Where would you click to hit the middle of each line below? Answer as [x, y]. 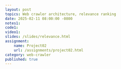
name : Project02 [30, 46]
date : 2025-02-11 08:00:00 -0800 [39, 18]
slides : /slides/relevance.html [38, 37]
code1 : [12, 28]
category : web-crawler [28, 55]
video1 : [13, 32]
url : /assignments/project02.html [49, 50]
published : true [21, 59]
